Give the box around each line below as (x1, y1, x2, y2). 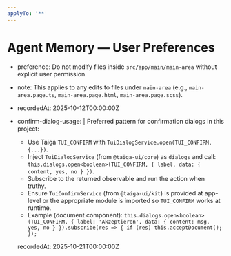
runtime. (27, 204, 52, 212)
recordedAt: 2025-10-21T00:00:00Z (17, 242, 119, 250)
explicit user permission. (17, 70, 88, 78)
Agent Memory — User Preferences (7, 39, 215, 55)
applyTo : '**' (7, 10, 48, 17)
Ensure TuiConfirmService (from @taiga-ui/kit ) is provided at (27, 189, 203, 197)
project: (17, 125, 39, 133)
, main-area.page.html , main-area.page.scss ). (54, 90, 183, 98)
